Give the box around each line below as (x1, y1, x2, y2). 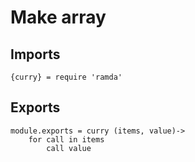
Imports (10, 46, 61, 63)
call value (46, 143, 92, 153)
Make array (10, 6, 107, 29)
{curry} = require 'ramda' (10, 72, 123, 82)
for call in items (28, 134, 105, 145)
